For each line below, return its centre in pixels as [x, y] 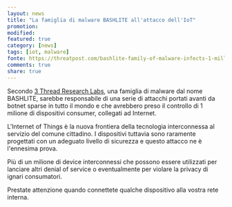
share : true [24, 71]
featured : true [29, 39]
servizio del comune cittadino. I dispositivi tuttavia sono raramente [101, 134]
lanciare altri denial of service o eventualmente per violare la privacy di [108, 169]
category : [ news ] [32, 46]
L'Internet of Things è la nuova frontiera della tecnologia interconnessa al [111, 126]
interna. [18, 197]
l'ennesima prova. [32, 148]
